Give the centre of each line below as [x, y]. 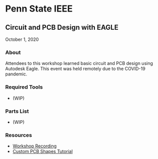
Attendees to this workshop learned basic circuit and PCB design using [79, 63]
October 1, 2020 [22, 39]
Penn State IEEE [39, 9]
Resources [19, 135]
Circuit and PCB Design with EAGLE [62, 27]
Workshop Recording [35, 146]
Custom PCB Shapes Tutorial [43, 151]
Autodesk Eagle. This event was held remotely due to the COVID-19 [75, 69]
